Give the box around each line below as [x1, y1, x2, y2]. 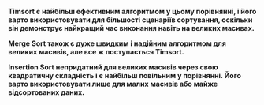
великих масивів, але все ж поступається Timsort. [8, 47, 184, 56]
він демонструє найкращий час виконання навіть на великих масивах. [8, 24, 255, 32]
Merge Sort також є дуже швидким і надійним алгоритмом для [8, 39, 227, 48]
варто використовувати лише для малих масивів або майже [8, 79, 218, 88]
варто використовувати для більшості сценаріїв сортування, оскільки [8, 15, 253, 24]
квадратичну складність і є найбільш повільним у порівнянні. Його [8, 71, 242, 80]
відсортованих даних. [8, 88, 85, 97]
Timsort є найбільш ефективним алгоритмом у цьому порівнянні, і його [8, 7, 257, 16]
